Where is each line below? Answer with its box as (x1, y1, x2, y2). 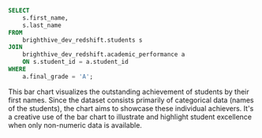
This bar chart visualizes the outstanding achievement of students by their (8, 87, 250, 96)
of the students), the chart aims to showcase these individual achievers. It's (8, 103, 254, 113)
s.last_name (22, 21, 62, 29)
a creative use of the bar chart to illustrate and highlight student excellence (8, 112, 253, 121)
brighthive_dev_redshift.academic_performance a (22, 50, 185, 58)
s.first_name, (22, 13, 69, 22)
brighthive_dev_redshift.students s (22, 35, 144, 44)
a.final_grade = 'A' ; (22, 73, 93, 80)
